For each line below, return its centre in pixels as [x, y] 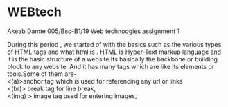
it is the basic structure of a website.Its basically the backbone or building [113, 59]
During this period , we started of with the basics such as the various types [114, 44]
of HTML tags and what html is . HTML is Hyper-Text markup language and [114, 52]
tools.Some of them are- [42, 74]
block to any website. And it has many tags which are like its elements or [111, 66]
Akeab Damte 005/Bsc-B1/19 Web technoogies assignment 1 [94, 31]
